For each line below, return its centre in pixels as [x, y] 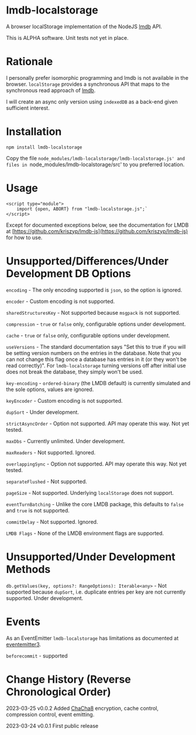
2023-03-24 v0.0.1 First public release [52, 726]
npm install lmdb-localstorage [44, 147]
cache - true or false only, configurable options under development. [88, 335]
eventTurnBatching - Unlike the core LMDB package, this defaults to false [95, 504]
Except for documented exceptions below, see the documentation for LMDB [97, 225]
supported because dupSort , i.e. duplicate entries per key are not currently [96, 592]
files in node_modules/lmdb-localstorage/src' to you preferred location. [95, 164]
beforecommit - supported [37, 656]
